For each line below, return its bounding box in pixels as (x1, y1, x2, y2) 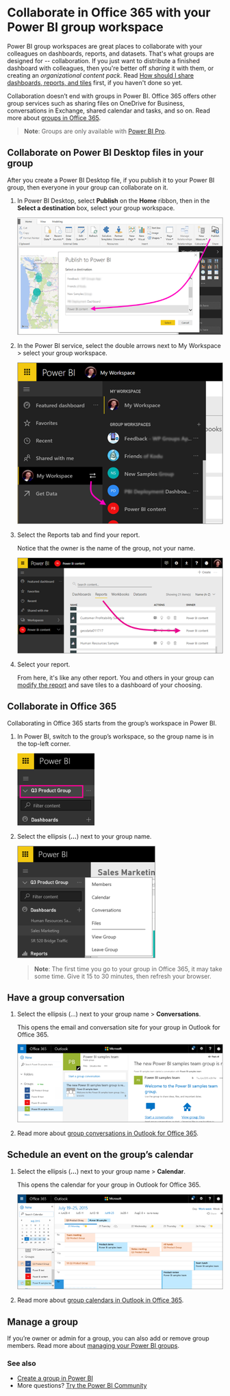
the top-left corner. (16, 739, 71, 747)
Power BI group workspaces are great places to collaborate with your (7, 42, 203, 50)
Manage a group (7, 1316, 79, 1327)
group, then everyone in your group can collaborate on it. (7, 183, 168, 191)
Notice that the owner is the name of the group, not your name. (16, 544, 195, 552)
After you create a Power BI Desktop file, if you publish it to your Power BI (7, 176, 215, 184)
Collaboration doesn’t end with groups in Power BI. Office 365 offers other (7, 91, 217, 100)
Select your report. (16, 660, 71, 668)
